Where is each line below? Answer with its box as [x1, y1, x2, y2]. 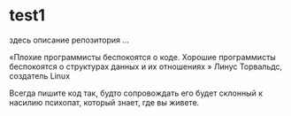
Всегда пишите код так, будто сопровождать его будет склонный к [9, 88, 264, 98]
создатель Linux [9, 70, 71, 81]
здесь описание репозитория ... [9, 35, 130, 45]
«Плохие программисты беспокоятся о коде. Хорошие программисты [9, 51, 276, 62]
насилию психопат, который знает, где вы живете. [9, 97, 200, 107]
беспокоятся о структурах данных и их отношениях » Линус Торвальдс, [9, 61, 283, 72]
